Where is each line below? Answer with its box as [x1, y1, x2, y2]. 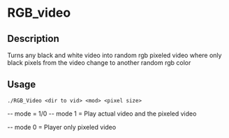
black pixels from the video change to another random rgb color [7, 59, 191, 67]
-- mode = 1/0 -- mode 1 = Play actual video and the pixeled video [7, 109, 197, 118]
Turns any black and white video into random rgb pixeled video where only [7, 51, 222, 59]
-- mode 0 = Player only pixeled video [7, 123, 117, 131]
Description [7, 33, 59, 45]
